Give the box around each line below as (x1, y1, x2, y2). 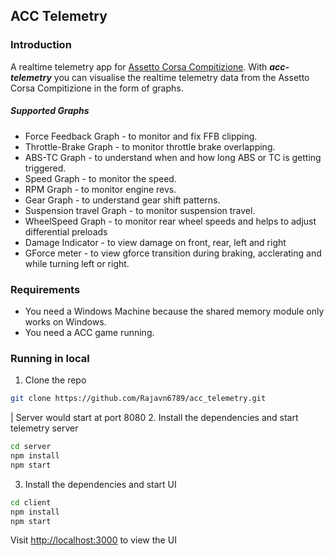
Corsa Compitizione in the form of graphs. (10, 82, 184, 94)
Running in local (10, 351, 90, 365)
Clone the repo (24, 374, 87, 386)
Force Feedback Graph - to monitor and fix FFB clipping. (24, 130, 258, 142)
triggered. (24, 162, 67, 174)
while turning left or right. (24, 257, 130, 269)
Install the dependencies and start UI (24, 478, 177, 490)
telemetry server (10, 422, 79, 434)
